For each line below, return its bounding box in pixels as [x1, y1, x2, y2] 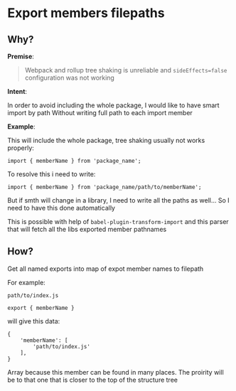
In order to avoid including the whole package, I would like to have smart [7, 101, 220, 109]
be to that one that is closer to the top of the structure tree [7, 375, 178, 384]
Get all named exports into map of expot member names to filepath [7, 264, 204, 273]
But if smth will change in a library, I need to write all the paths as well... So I [7, 196, 230, 204]
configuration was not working [24, 73, 115, 82]
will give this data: [7, 316, 60, 325]
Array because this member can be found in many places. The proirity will [7, 368, 224, 376]
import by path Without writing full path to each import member [7, 109, 193, 117]
